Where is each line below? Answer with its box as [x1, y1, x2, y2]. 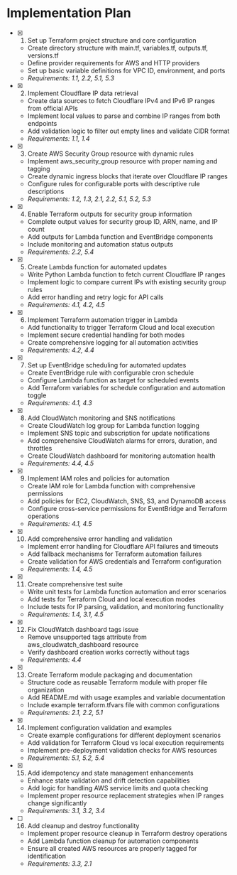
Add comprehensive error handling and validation [27, 535, 172, 543]
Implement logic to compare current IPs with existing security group [27, 277, 226, 286]
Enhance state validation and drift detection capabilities [27, 776, 190, 785]
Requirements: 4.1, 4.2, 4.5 [27, 300, 106, 308]
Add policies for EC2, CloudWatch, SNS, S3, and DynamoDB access [27, 496, 226, 505]
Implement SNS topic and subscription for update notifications [27, 429, 210, 437]
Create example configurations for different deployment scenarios [27, 731, 221, 739]
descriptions [27, 187, 65, 195]
